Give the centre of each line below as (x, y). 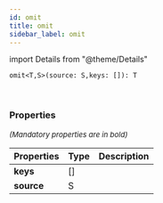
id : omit (25, 17)
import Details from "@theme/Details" (79, 60)
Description (124, 156)
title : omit (31, 26)
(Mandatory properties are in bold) (69, 134)
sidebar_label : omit (48, 34)
